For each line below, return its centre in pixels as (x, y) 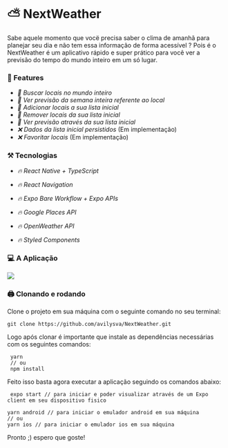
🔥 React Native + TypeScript (58, 171)
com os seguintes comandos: (49, 344)
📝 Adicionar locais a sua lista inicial (68, 108)
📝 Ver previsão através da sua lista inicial (76, 122)
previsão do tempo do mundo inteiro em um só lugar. (82, 59)
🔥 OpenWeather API (46, 226)
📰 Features (26, 77)
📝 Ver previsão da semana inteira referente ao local (91, 100)
